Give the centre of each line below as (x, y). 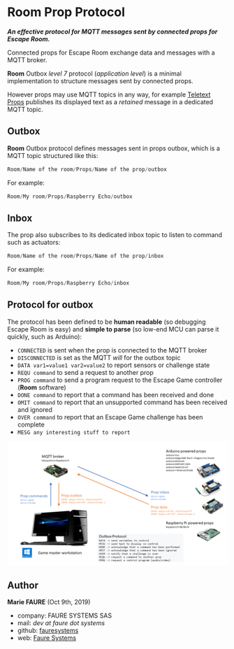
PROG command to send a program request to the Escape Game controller (120, 380)
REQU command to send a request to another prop (85, 372)
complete (31, 425)
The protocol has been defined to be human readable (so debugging (107, 322)
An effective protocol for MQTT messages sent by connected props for (112, 31)
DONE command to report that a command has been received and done (116, 394)
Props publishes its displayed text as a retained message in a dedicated (110, 101)
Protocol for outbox (50, 305)
